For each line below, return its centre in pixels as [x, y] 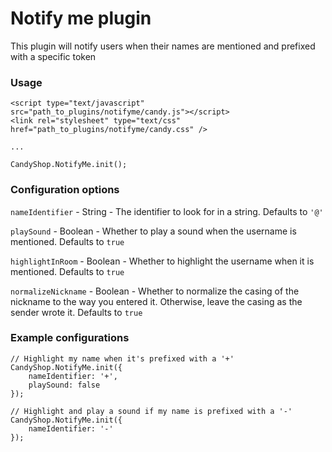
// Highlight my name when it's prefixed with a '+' [122, 358]
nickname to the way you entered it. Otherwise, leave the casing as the [156, 301]
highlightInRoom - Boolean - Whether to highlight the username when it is [162, 261]
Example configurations [70, 338]
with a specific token [53, 56]
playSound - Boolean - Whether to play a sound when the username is [153, 231]
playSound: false [64, 385]
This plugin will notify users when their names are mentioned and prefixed [163, 46]
